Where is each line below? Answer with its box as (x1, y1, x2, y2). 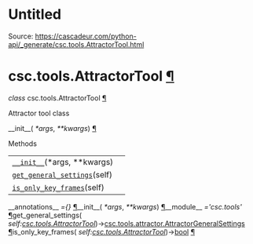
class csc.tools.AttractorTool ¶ (8, 93, 107, 103)
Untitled (8, 5, 62, 24)
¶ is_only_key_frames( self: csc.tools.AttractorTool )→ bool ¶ (8, 227, 195, 236)
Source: (8, 31, 34, 41)
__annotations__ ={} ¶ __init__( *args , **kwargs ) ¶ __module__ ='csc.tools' (8, 202, 242, 211)
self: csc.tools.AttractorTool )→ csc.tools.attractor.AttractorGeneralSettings (8, 218, 245, 228)
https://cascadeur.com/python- (35, 31, 137, 41)
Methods (8, 139, 38, 148)
